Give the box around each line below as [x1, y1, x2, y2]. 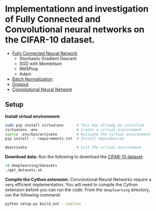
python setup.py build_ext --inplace [5, 201, 81, 206]
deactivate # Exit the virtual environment [5, 145, 142, 150]
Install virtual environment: [5, 113, 61, 119]
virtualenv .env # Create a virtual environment [5, 127, 142, 132]
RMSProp [19, 65, 39, 71]
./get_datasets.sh [5, 168, 42, 173]
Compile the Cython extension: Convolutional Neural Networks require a [5, 176, 152, 182]
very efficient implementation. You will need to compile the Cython [5, 181, 138, 187]
